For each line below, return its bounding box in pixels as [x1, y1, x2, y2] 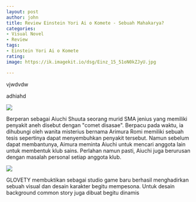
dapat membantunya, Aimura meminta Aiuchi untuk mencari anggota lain [6, 140, 186, 147]
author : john [6, 14, 39, 20]
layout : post [6, 8, 39, 15]
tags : [6, 43, 20, 49]
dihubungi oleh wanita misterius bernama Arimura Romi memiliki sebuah [6, 128, 184, 135]
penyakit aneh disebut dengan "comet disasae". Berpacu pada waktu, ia [6, 121, 184, 129]
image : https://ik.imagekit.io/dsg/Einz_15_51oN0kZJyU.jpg [6, 59, 157, 65]
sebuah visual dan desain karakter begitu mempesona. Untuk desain [6, 182, 175, 189]
